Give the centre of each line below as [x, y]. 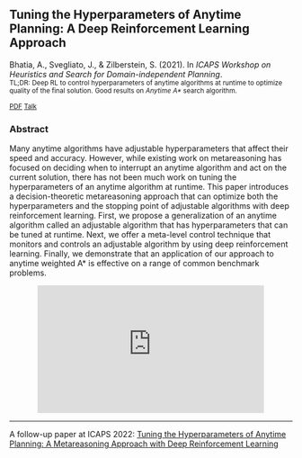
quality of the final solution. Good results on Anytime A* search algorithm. [124, 90]
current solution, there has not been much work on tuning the [123, 177]
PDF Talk [23, 106]
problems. [28, 273]
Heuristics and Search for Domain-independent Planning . [116, 74]
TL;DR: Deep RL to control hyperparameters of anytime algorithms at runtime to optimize [146, 83]
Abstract [29, 129]
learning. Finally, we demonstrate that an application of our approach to [142, 254]
